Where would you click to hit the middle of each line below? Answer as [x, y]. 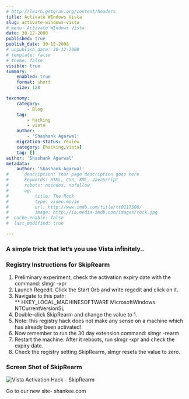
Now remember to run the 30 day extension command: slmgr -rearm [97, 333]
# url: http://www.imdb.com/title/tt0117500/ [74, 207]
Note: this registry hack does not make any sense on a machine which [99, 321]
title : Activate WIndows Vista [44, 17]
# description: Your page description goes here [73, 174]
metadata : [18, 164]
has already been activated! [48, 327]
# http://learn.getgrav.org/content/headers [61, 11]
